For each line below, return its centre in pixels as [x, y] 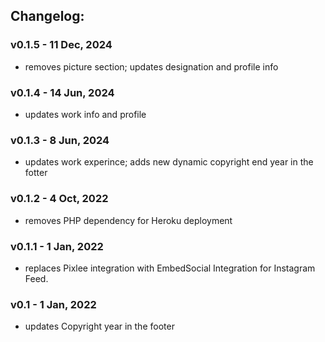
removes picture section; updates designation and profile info [151, 66]
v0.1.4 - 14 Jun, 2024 [62, 92]
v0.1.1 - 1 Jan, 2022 [57, 246]
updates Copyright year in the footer [99, 326]
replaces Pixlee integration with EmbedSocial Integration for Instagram [170, 268]
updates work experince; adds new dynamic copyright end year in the [169, 162]
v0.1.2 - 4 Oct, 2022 [59, 199]
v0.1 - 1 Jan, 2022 [53, 304]
